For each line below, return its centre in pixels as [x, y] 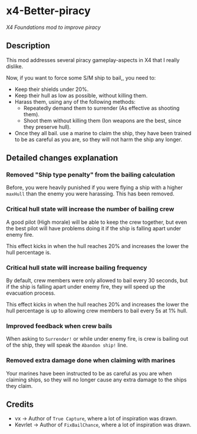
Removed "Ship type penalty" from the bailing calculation [91, 175]
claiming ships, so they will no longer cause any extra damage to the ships [96, 380]
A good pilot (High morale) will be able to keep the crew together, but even [97, 222]
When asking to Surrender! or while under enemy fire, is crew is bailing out [97, 339]
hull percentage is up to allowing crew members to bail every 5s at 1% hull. [97, 311]
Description [28, 46]
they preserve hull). [47, 127]
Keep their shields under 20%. [52, 89]
